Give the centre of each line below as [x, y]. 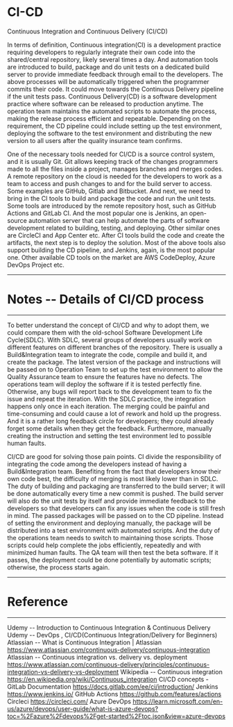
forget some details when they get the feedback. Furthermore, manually [110, 428]
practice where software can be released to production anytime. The [105, 103]
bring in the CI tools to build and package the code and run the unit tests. [112, 198]
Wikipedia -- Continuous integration [172, 671]
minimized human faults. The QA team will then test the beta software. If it [113, 552]
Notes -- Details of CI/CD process [106, 300]
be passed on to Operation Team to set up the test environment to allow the [115, 369]
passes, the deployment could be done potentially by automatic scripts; [109, 560]
